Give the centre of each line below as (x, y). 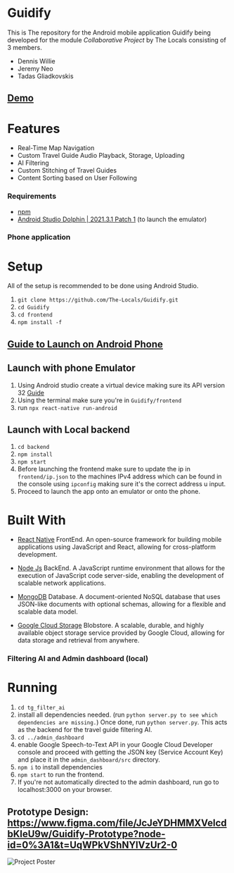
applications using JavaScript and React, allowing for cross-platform (117, 547)
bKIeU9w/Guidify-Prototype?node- (86, 834)
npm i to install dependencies (60, 767)
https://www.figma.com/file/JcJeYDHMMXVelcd (117, 823)
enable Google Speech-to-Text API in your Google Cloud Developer (115, 745)
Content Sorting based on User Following (77, 178)
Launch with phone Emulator (71, 368)
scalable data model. (48, 612)
